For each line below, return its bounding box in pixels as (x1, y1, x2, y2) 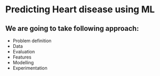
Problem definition (12, 37, 52, 44)
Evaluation (12, 49, 35, 54)
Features (12, 54, 32, 60)
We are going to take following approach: (5, 24, 139, 33)
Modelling (12, 60, 34, 65)
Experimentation (12, 65, 48, 71)
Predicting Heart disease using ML (5, 4, 155, 15)
